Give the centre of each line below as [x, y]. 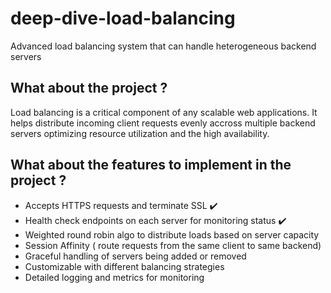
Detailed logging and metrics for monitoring [114, 277]
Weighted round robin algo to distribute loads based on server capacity [172, 234]
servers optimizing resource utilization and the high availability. [140, 133]
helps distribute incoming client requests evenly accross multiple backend [163, 123]
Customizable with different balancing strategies [124, 266]
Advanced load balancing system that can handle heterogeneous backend [163, 46]
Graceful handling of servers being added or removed [135, 256]
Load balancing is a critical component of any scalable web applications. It [164, 112]
